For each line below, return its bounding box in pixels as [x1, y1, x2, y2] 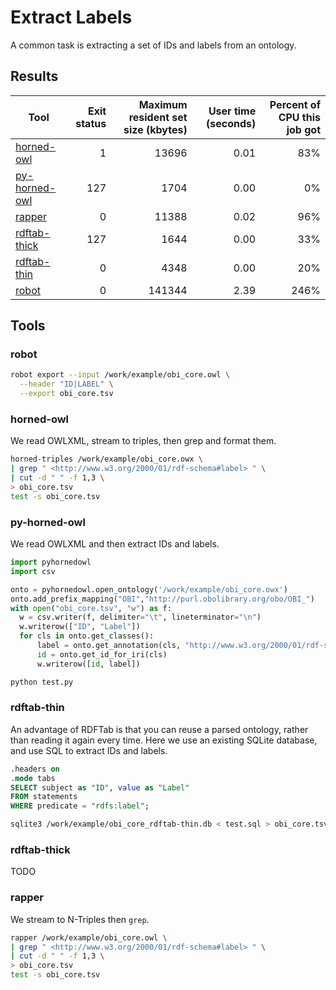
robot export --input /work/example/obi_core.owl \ [10, 370, 230, 380]
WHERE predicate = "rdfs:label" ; [10, 801, 150, 811]
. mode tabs [10, 773, 56, 783]
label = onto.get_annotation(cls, [36, 641, 182, 651]
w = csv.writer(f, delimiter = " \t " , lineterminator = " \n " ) [19, 612, 262, 623]
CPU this [278, 110, 321, 124]
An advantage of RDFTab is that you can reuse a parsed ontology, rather [10, 723, 309, 735]
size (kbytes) [123, 122, 188, 136]
